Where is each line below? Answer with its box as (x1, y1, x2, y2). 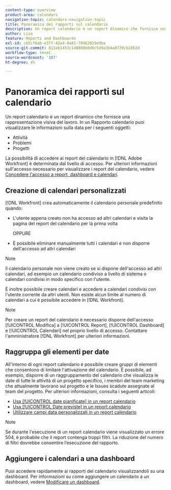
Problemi (12, 140, 32, 146)
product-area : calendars (5, 12, 58, 17)
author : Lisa (5, 31, 33, 36)
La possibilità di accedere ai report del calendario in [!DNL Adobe (5, 155, 142, 161)
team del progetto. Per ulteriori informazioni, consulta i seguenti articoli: (5, 388, 156, 394)
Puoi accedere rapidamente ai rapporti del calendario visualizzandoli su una (5, 468, 164, 474)
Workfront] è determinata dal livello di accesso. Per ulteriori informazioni (5, 161, 158, 167)
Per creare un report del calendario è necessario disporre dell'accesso (5, 317, 154, 323)
